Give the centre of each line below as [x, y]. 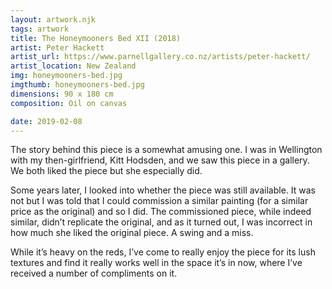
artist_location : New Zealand [73, 66]
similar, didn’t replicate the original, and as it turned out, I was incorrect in [161, 222]
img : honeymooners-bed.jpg [66, 76]
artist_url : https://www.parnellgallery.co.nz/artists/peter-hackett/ [160, 57]
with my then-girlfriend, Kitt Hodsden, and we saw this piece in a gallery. [160, 160]
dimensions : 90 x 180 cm [62, 94]
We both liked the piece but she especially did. [106, 171]
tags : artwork [40, 29]
